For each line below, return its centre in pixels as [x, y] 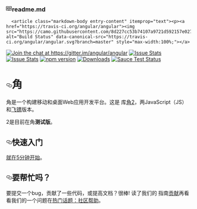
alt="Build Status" [30, 37]
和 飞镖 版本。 [21, 109]
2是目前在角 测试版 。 [31, 122]
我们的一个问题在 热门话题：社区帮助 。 [57, 200]
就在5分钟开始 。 [26, 157]
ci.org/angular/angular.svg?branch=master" [60, 42]
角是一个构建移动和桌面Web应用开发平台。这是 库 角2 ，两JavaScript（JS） [97, 102]
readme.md [29, 9]
